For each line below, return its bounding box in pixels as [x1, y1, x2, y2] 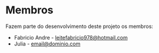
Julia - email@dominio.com [14, 40, 81, 47]
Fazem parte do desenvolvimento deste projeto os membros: [5, 23, 154, 30]
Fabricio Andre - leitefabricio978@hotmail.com [14, 34, 128, 41]
